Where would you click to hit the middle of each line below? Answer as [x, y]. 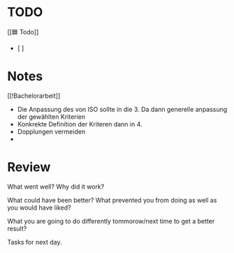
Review [29, 167]
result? [17, 229]
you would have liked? [39, 208]
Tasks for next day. [35, 242]
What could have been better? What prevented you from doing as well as [112, 200]
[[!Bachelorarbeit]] [34, 96]
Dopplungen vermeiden [51, 131]
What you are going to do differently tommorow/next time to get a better [111, 221]
